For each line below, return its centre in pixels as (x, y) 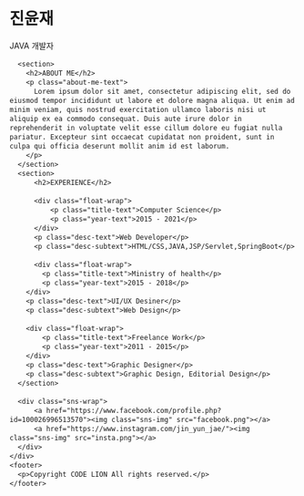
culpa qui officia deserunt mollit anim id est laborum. (120, 146)
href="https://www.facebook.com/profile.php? (134, 410)
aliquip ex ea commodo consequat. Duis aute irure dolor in (126, 119)
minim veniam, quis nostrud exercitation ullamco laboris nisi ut (138, 109)
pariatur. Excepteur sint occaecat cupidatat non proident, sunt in (142, 137)
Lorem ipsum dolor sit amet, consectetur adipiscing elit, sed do (162, 91)
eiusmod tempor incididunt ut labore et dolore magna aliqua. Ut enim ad (152, 100)
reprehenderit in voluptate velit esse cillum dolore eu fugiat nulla (146, 128)
